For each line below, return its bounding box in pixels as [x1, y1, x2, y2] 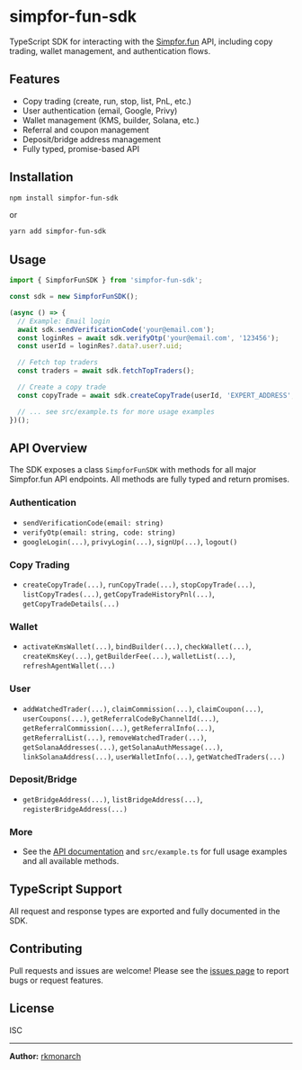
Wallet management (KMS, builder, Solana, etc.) [22, 114, 200, 125]
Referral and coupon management [22, 124, 150, 135]
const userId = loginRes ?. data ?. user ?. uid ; [17, 342, 182, 351]
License [9, 1001, 55, 1016]
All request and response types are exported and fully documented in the [9, 905, 280, 916]
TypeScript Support [9, 882, 123, 897]
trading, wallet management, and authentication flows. [9, 45, 211, 56]
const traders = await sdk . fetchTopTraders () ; [17, 366, 195, 375]
